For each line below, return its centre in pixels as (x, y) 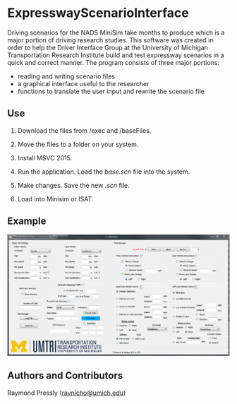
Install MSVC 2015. (45, 158)
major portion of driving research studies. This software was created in (110, 40)
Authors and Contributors (65, 376)
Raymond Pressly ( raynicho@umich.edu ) (67, 393)
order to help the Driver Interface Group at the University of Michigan (108, 47)
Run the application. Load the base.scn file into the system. (104, 172)
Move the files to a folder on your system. (78, 144)
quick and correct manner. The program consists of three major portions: (114, 62)
